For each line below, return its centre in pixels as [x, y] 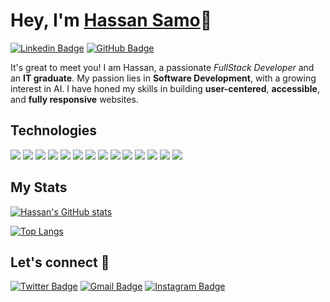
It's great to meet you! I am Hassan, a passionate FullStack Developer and [162, 67]
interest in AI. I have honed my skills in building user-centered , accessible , [165, 88]
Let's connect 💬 [60, 262]
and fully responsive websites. [74, 99]
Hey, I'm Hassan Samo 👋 [111, 20]
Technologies [54, 130]
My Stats [39, 187]
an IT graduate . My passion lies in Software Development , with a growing [163, 78]
